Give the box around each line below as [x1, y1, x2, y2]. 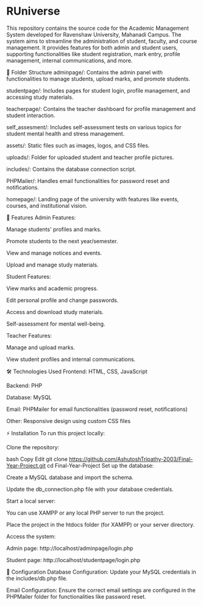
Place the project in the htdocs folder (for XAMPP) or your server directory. [6, 521, 195, 528]
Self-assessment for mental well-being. [6, 320, 105, 327]
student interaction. [6, 112, 55, 119]
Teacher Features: [6, 332, 52, 339]
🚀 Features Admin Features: [6, 213, 76, 221]
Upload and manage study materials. [6, 261, 99, 268]
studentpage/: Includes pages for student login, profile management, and [6, 87, 190, 94]
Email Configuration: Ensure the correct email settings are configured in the [6, 586, 196, 594]
